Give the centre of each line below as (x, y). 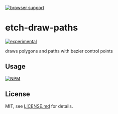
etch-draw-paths (42, 28)
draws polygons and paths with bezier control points (59, 51)
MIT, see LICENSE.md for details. (39, 106)
